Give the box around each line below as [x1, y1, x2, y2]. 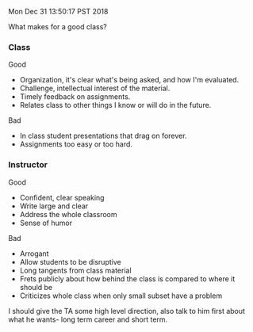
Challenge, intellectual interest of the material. [19, 83, 171, 93]
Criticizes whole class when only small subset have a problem [19, 291, 223, 300]
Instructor [8, 159, 48, 170]
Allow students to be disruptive [19, 257, 121, 266]
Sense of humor [19, 218, 73, 227]
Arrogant [19, 249, 49, 258]
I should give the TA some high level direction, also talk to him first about [8, 306, 246, 315]
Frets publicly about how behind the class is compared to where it [19, 273, 236, 284]
